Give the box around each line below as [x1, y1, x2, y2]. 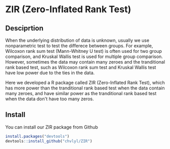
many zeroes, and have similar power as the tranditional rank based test [5, 91, 157, 96]
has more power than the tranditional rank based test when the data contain [5, 85, 165, 91]
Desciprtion [5, 24, 44, 33]
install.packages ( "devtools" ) [5, 134, 70, 139]
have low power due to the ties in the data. [5, 70, 95, 76]
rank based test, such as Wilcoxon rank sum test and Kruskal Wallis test [5, 65, 157, 70]
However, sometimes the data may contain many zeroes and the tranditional [5, 59, 165, 65]
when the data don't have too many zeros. [5, 96, 94, 102]
